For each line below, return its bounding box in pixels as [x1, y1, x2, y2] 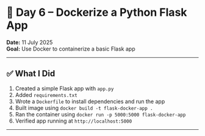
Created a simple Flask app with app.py [15, 85, 114, 92]
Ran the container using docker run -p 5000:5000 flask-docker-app [15, 110, 186, 118]
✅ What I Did [6, 68, 56, 79]
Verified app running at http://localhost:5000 [15, 117, 132, 124]
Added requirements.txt [15, 91, 77, 98]
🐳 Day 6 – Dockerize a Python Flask [6, 5, 187, 20]
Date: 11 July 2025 [6, 38, 53, 46]
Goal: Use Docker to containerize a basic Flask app [6, 45, 135, 52]
